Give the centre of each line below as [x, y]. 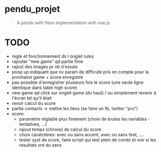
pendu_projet [32, 9]
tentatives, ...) [33, 124]
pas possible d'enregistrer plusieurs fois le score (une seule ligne [78, 82]
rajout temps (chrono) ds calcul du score [60, 129]
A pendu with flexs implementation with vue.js [63, 23]
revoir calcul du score [34, 103]
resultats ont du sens [40, 145]
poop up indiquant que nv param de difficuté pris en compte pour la [80, 72]
